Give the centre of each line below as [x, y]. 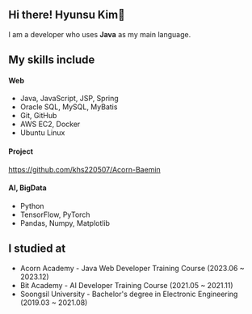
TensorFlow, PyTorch [55, 214]
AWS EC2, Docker [50, 124]
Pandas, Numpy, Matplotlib [65, 223]
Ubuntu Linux [42, 133]
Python [32, 206]
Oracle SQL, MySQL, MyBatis [69, 107]
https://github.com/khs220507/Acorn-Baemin [85, 169]
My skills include [52, 60]
